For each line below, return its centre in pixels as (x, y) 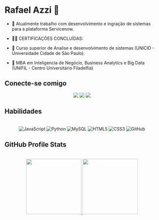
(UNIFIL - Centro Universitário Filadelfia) (53, 68)
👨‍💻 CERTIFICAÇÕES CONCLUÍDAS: (48, 38)
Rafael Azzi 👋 (32, 10)
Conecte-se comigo (36, 83)
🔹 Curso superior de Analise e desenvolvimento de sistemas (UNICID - (83, 48)
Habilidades (23, 111)
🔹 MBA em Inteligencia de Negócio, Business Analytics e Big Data (78, 63)
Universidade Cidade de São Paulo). (48, 53)
